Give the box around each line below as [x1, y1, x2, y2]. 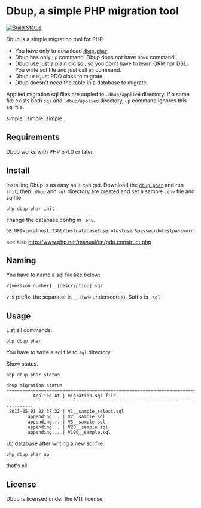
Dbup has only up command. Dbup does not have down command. [14, 53, 176, 60]
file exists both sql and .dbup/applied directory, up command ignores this [6, 97, 187, 104]
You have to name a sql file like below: [6, 271, 100, 279]
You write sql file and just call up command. [14, 66, 121, 73]
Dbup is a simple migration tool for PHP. [6, 35, 105, 42]
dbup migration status [6, 382, 63, 388]
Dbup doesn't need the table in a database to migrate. [14, 79, 148, 86]
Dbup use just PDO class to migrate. [14, 72, 105, 80]
